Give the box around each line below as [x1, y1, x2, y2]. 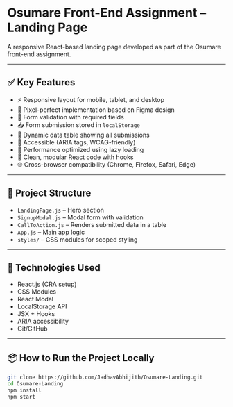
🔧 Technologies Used [7, 262, 101, 274]
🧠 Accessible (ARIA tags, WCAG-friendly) [17, 138, 136, 147]
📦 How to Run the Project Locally [7, 352, 155, 364]
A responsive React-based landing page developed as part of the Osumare [7, 42, 221, 51]
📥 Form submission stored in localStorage [17, 120, 140, 129]
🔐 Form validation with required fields [17, 113, 125, 121]
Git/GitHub [17, 324, 48, 333]
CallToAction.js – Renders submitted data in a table [17, 220, 167, 229]
